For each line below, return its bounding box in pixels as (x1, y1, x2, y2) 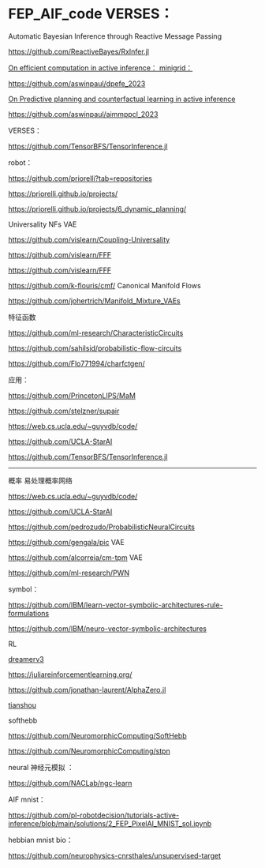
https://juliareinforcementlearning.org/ (8, 670, 132, 679)
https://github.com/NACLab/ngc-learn (8, 778, 132, 787)
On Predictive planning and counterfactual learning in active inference (8, 94, 236, 103)
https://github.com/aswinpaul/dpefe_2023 (8, 78, 146, 88)
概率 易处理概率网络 (8, 475, 73, 485)
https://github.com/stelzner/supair (8, 406, 120, 415)
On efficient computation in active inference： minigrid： (8, 62, 193, 73)
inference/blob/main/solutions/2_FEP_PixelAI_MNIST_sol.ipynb (8, 818, 212, 828)
